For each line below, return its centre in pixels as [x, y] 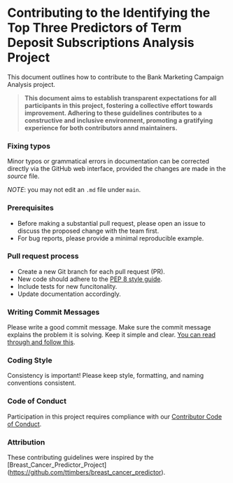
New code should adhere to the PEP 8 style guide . [90, 279]
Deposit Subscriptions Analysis [101, 43]
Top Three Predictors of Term [94, 28]
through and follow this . [41, 342]
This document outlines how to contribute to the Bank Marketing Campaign [115, 77]
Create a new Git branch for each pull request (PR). [91, 271]
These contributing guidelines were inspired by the [80, 458]
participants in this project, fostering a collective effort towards [119, 105]
